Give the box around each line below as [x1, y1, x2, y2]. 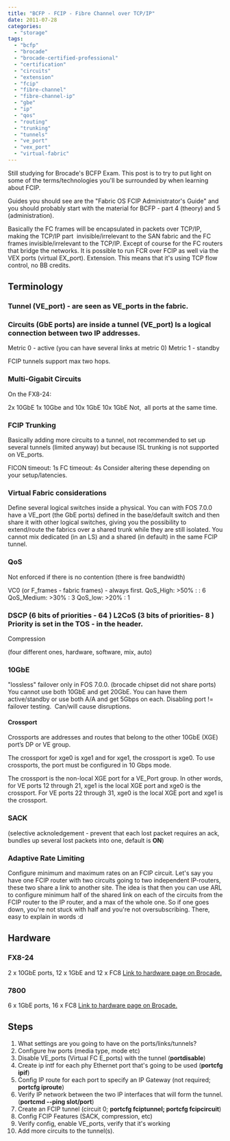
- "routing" [14, 118, 49, 125]
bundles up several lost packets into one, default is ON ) [8, 836, 164, 844]
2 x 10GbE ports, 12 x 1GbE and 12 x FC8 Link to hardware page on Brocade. [8, 968, 222, 977]
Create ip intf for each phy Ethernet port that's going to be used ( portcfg [17, 1061, 223, 1069]
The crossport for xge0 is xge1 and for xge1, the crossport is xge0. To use [8, 754, 215, 762]
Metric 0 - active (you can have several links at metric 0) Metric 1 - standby [8, 344, 220, 352]
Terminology [8, 281, 64, 293]
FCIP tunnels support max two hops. [8, 357, 111, 365]
